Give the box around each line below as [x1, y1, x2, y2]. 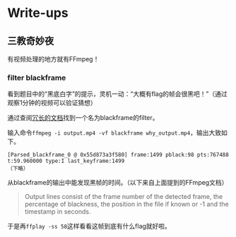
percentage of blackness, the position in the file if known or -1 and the [24, 200, 229, 209]
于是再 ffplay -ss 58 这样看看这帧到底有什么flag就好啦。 [7, 222, 172, 231]
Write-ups [7, 5, 69, 21]
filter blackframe [7, 73, 66, 83]
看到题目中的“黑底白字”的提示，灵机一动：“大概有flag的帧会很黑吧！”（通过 [7, 90, 228, 98]
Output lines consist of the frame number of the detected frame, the [24, 193, 223, 201]
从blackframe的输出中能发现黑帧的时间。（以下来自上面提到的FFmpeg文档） [7, 178, 228, 187]
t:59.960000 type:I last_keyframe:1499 [7, 157, 125, 165]
